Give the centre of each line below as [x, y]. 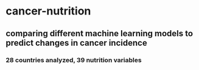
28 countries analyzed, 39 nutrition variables [74, 60]
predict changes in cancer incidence [76, 43]
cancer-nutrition [48, 11]
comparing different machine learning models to [99, 33]
